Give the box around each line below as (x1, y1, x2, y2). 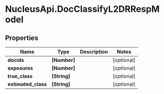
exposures (7, 65, 33, 71)
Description (80, 48, 108, 55)
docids (7, 57, 24, 63)
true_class (7, 73, 33, 80)
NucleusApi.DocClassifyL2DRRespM (5, 3, 160, 15)
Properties (5, 34, 39, 42)
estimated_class (7, 81, 47, 88)
